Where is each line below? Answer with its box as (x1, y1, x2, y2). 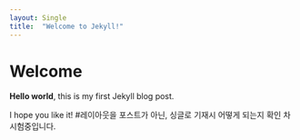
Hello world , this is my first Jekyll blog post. (9, 91, 175, 102)
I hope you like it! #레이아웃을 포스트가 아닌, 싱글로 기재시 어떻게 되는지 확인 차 (9, 110, 291, 121)
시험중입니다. (9, 121, 56, 132)
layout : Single (9, 13, 67, 23)
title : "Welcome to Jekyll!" (9, 22, 125, 31)
